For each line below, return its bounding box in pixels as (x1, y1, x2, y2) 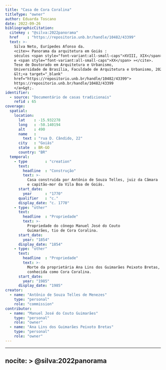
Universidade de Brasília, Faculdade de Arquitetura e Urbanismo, (14, 67, 154, 72)
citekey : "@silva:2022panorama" (9, 30, 79, 35)
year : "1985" (23, 278, 50, 283)
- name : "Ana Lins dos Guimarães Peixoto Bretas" (9, 324, 114, 329)
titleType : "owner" (5, 12, 45, 17)
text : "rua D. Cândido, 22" (23, 136, 83, 141)
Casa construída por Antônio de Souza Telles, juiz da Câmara (27, 178, 158, 183)
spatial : (9, 108, 28, 114)
